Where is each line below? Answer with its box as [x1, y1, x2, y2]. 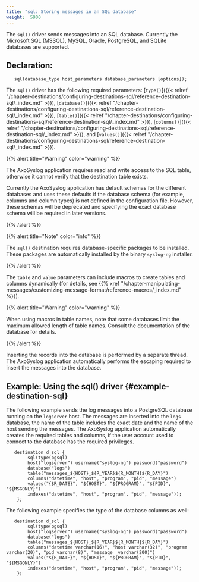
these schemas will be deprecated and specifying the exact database [6, 204, 176, 211]
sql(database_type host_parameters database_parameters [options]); [14, 76, 187, 82]
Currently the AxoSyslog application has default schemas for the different [6, 184, 187, 192]
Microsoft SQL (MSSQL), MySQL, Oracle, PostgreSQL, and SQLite [6, 37, 167, 44]
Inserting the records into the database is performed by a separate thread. [6, 352, 188, 359]
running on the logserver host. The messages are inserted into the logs [6, 413, 181, 420]
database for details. [6, 328, 56, 336]
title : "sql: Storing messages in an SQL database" [6, 8, 137, 15]
